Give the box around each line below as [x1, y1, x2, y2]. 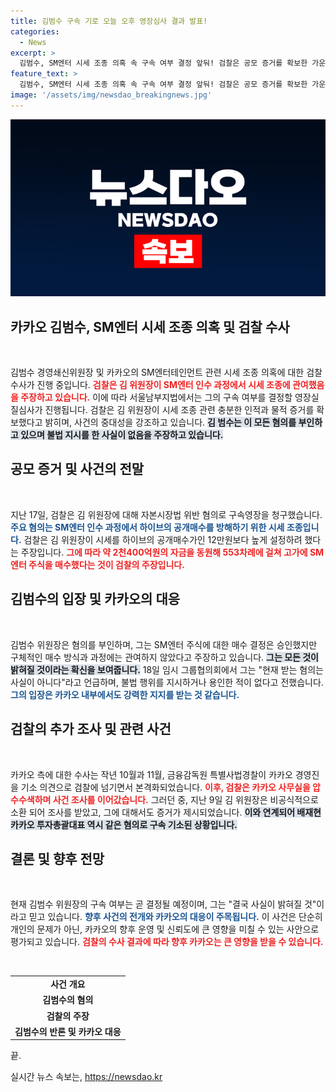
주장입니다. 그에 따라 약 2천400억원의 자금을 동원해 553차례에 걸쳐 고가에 [20, 546, 308, 558]
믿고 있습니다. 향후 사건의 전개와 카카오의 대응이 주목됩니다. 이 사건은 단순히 [28, 911, 323, 923]
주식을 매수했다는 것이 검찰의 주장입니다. [28, 558, 185, 570]
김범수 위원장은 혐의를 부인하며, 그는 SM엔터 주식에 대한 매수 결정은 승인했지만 [10, 638, 318, 650]
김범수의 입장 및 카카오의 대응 [10, 591, 181, 608]
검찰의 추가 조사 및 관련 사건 [10, 721, 172, 738]
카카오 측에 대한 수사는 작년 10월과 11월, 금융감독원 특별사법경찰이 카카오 [10, 768, 293, 780]
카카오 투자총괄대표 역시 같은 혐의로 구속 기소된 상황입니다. [10, 818, 238, 830]
